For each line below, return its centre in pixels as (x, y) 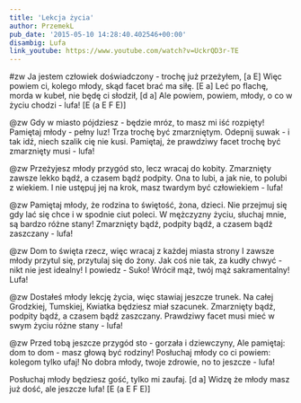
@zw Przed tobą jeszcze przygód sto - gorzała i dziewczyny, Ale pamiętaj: (147, 343)
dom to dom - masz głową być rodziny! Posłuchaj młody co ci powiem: (140, 353)
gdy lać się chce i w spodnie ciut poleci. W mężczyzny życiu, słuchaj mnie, (148, 215)
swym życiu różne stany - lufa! (66, 326)
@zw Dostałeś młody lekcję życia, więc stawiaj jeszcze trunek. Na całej (142, 297)
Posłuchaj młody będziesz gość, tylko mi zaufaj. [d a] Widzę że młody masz (150, 380)
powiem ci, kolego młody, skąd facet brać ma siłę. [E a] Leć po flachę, (139, 86)
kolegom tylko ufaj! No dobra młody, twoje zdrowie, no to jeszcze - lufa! (142, 362)
